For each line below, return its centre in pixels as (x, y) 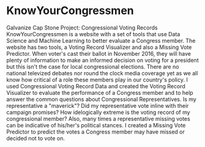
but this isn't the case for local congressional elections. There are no (93, 66)
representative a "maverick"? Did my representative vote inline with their (98, 105)
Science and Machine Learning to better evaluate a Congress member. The (101, 40)
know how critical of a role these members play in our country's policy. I (97, 80)
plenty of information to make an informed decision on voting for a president (102, 60)
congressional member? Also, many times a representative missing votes (99, 119)
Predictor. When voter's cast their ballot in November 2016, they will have (99, 53)
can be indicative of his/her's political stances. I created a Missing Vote (96, 125)
